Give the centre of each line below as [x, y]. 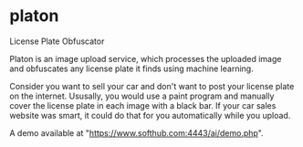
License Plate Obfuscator [57, 41]
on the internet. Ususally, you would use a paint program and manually [142, 96]
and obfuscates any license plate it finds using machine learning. [131, 68]
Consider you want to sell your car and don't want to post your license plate [152, 86]
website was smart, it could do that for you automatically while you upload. [150, 115]
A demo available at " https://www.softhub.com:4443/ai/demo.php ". [136, 132]
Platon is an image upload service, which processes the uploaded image [146, 58]
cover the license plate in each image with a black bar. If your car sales [143, 105]
